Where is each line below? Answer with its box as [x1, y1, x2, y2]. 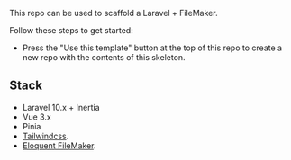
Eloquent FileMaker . [22, 139, 96, 151]
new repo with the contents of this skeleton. [22, 52, 186, 62]
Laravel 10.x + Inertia [22, 102, 101, 112]
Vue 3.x [22, 111, 51, 122]
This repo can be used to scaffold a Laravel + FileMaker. [9, 8, 218, 18]
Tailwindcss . [22, 130, 69, 141]
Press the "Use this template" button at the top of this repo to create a [22, 42, 282, 53]
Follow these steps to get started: [9, 25, 133, 35]
